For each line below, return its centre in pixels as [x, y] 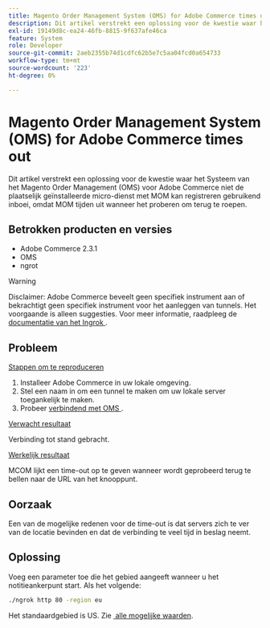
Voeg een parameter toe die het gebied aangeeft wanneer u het [114, 577]
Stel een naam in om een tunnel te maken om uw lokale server [123, 391]
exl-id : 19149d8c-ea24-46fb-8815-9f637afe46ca [88, 31]
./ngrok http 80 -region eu [55, 600]
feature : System [35, 38]
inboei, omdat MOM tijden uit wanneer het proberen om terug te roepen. [128, 204]
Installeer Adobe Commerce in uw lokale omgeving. [105, 383]
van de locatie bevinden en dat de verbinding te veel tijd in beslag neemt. [130, 532]
